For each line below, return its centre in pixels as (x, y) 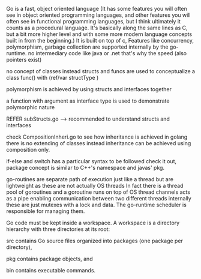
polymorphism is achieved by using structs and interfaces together (89, 89)
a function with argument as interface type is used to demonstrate (88, 101)
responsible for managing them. (46, 211)
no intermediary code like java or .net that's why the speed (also (107, 53)
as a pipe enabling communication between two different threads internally (99, 198)
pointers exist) (24, 60)
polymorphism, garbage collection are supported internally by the (87, 47)
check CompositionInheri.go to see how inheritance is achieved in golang (97, 137)
